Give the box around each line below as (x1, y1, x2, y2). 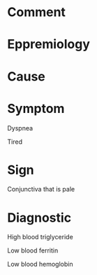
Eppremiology (7, 36, 91, 53)
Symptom (7, 100, 65, 116)
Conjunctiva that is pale (7, 185, 75, 194)
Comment (7, 4, 66, 20)
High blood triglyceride (7, 233, 73, 241)
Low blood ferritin (7, 246, 59, 255)
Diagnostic (7, 210, 72, 225)
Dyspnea (7, 123, 33, 132)
